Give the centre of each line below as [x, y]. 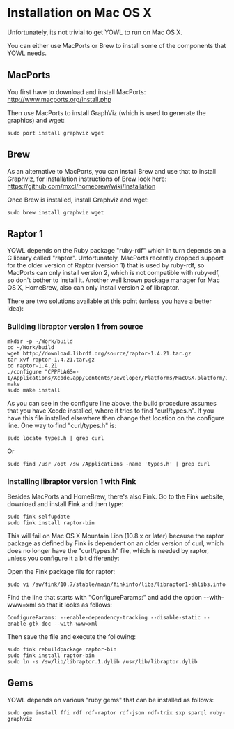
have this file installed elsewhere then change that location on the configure [116, 418]
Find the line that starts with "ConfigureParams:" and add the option [104, 597]
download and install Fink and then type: [65, 503]
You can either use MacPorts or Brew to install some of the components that [117, 45]
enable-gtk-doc [29, 624]
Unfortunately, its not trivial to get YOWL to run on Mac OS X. [95, 32]
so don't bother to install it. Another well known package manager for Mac [114, 280]
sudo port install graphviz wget [56, 133]
